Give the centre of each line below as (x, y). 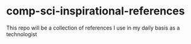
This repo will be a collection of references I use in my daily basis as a (93, 28)
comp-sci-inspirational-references (95, 11)
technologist (22, 34)
